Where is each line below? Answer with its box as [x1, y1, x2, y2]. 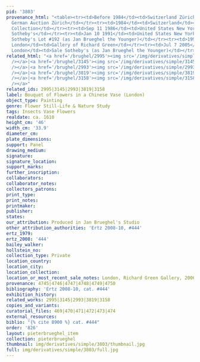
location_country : [6, 258, 52, 264]
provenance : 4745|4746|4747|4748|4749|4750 [6, 280, 116, 286]
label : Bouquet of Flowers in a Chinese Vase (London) [6, 92, 145, 98]
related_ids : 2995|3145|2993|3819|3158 [6, 86, 105, 92]
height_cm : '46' [6, 120, 46, 126]
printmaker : [6, 203, 36, 209]
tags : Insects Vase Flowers [6, 109, 76, 115]
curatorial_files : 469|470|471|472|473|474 [6, 308, 116, 314]
